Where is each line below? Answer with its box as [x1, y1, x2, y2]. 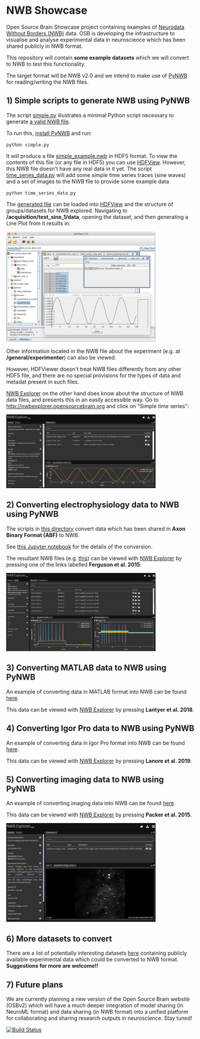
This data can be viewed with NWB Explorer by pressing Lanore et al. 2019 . [6, 757, 192, 764]
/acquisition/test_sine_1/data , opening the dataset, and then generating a [6, 213, 189, 220]
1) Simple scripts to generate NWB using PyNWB [6, 96, 190, 106]
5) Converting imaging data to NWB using [6, 774, 164, 784]
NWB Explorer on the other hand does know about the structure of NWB [6, 390, 184, 397]
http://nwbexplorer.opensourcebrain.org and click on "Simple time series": [6, 403, 189, 410]
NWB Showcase [6, 4, 88, 17]
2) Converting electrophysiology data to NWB [6, 500, 180, 510]
